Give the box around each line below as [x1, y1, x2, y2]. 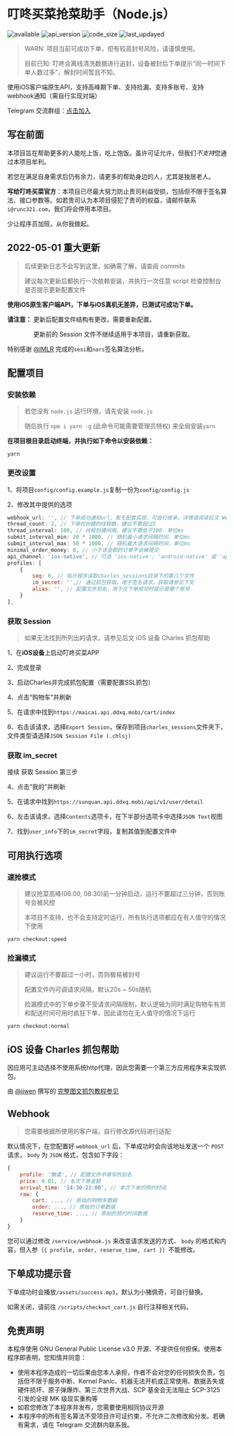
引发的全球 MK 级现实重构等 [17, 1395, 98, 1403]
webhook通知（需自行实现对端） [7, 92, 101, 100]
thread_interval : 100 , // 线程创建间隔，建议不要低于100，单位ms [7, 527, 185, 535]
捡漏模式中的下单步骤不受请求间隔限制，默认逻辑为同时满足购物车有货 [24, 1000, 226, 1008]
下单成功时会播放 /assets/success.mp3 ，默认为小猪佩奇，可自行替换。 [7, 1287, 208, 1296]
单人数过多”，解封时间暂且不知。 [24, 68, 119, 76]
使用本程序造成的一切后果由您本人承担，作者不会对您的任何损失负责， [17, 1368, 219, 1377]
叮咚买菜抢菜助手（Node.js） [7, 6, 175, 22]
